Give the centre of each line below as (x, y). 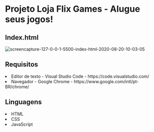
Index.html (22, 37)
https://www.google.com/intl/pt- (106, 81)
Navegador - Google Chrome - (42, 81)
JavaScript (22, 124)
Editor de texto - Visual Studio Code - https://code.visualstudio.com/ (80, 76)
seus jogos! (29, 19)
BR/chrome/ (17, 87)
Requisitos (22, 65)
